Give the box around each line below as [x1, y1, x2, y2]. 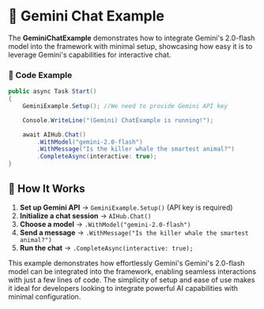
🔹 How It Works [8, 181, 85, 195]
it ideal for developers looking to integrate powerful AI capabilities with [8, 283, 239, 292]
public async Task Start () [8, 87, 97, 95]
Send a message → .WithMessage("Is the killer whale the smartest [19, 228, 249, 237]
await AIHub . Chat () [22, 130, 87, 139]
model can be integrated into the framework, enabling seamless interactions [8, 266, 257, 276]
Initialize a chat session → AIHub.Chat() [19, 210, 152, 220]
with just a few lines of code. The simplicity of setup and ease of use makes [8, 275, 255, 285]
